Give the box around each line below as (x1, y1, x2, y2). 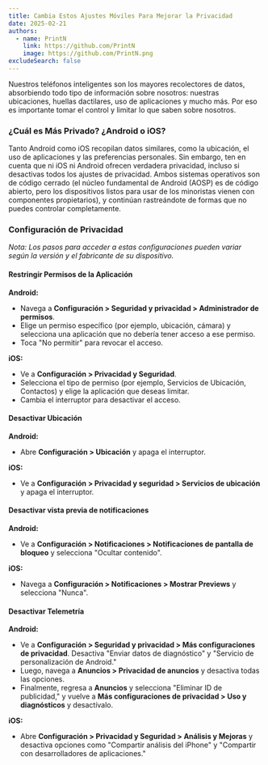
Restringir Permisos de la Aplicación (8, 270, 133, 279)
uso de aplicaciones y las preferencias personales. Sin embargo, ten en (8, 152, 246, 162)
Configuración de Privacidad (8, 224, 124, 236)
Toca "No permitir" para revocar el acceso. (19, 338, 164, 347)
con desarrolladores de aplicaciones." (19, 749, 147, 759)
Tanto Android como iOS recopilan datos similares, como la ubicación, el (8, 143, 249, 154)
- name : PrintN (15, 34, 67, 43)
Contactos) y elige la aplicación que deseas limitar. (19, 386, 190, 396)
